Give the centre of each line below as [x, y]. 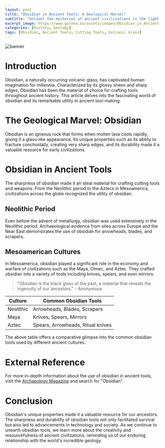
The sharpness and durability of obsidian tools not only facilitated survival [80, 420]
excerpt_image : [21, 23]
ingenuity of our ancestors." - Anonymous [59, 289]
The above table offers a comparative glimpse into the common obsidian [79, 337]
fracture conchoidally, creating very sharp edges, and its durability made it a [82, 144]
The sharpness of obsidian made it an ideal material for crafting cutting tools [82, 183]
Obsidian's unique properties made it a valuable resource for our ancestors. [82, 415]
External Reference [45, 362]
